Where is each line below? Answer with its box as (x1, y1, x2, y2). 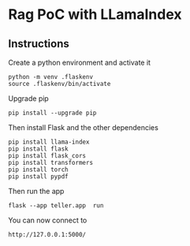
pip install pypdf (8, 173, 69, 181)
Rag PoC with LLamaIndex (8, 6, 183, 24)
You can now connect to (8, 215, 88, 225)
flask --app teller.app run (8, 202, 104, 210)
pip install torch (8, 166, 69, 173)
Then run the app (8, 187, 65, 196)
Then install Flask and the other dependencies (8, 123, 159, 132)
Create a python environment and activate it (8, 58, 151, 67)
